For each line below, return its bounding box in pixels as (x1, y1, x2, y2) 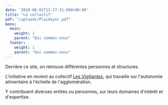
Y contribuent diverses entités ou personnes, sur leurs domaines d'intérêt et (5, 88, 163, 94)
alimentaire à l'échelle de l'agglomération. (5, 79, 92, 85)
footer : (10, 40, 26, 45)
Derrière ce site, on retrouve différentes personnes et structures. (5, 64, 139, 70)
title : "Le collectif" (5, 12, 53, 17)
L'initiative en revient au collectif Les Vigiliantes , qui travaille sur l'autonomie (5, 73, 163, 79)
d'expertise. (5, 94, 30, 100)
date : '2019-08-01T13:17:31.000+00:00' (5, 7, 89, 13)
